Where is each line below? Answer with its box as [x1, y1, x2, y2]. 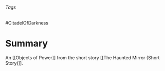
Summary [5, 38, 48, 50]
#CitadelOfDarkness [5, 20, 49, 26]
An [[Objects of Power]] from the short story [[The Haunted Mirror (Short [5, 55, 160, 61]
